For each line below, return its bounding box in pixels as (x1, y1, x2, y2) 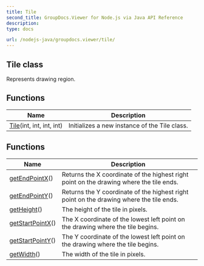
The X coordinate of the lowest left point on (61, 215, 185, 223)
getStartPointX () (9, 219, 56, 227)
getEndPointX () (9, 174, 53, 182)
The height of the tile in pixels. (61, 205, 148, 213)
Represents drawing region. (6, 75, 76, 83)
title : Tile (6, 9, 36, 15)
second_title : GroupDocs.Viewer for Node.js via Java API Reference (6, 15, 183, 21)
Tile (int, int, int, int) (9, 121, 63, 129)
